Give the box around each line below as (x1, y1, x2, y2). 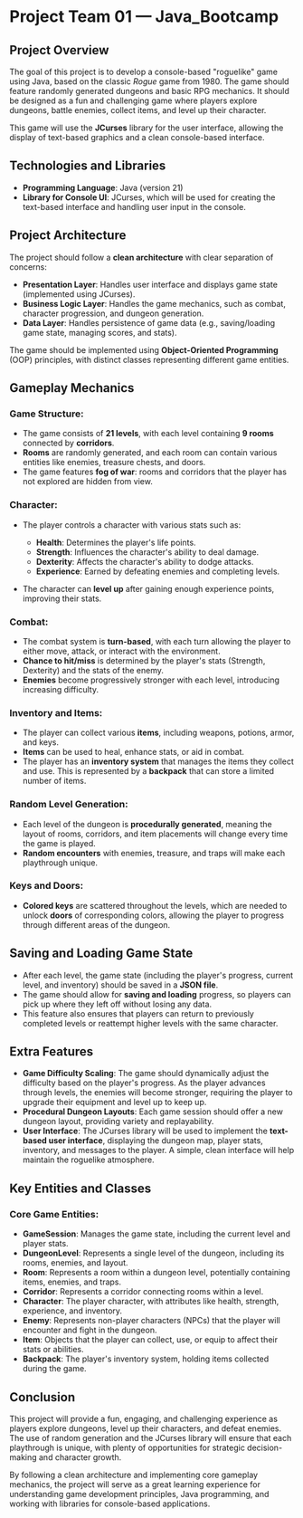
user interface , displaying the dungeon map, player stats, (48, 1135, 264, 1146)
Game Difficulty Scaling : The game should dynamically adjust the (22, 1068, 270, 1079)
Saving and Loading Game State (9, 946, 194, 961)
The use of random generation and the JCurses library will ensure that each (9, 1432, 292, 1443)
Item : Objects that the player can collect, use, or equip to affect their (22, 1334, 279, 1345)
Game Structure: (9, 407, 84, 420)
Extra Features (9, 1044, 94, 1059)
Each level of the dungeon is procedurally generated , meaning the (22, 818, 273, 829)
